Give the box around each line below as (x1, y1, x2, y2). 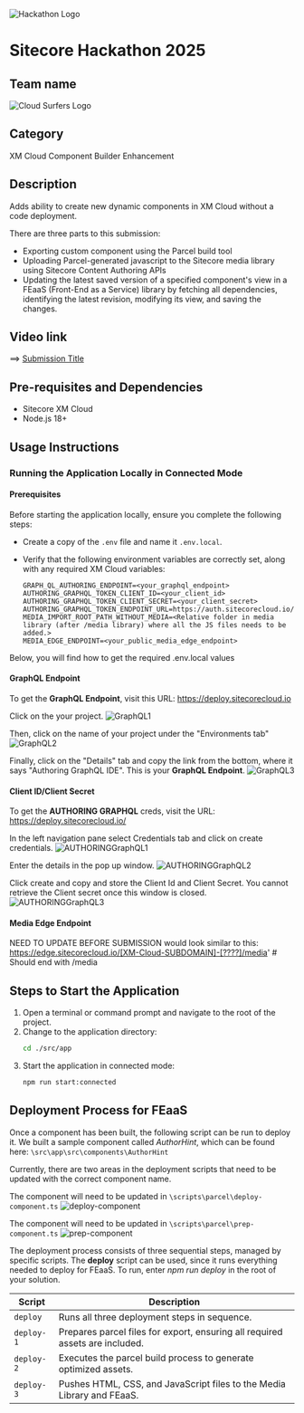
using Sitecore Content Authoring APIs (22, 264, 166, 275)
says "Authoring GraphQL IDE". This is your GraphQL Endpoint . (9, 765, 246, 776)
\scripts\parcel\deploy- (168, 1192, 263, 1201)
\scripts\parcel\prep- (168, 1219, 255, 1228)
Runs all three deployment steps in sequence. (58, 1311, 252, 1323)
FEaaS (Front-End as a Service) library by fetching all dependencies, (22, 283, 278, 294)
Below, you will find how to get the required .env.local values (9, 652, 235, 663)
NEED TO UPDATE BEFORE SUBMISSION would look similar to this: (9, 938, 260, 949)
